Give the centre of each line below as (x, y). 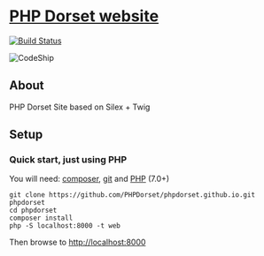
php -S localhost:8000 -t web (65, 226)
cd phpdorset (33, 211)
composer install (41, 218)
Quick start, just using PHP (68, 160)
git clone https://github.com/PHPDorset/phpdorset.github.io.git (132, 195)
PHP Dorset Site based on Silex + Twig (80, 107)
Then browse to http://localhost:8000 (78, 242)
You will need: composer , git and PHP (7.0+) (89, 179)
